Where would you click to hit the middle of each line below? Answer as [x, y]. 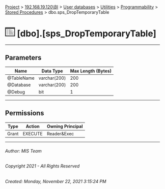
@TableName [21, 78]
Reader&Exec [60, 133]
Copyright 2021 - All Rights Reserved [42, 166]
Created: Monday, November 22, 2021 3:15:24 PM [56, 181]
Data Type [52, 71]
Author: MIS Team [23, 151]
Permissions [25, 113]
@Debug [16, 92]
